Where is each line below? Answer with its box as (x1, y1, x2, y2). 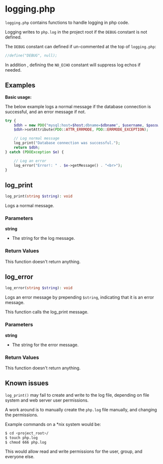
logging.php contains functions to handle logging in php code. (5, 19, 130, 25)
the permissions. (5, 412, 39, 418)
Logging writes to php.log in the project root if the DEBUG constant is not (5, 29, 147, 35)
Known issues (5, 379, 49, 387)
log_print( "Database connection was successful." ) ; (14, 140, 120, 146)
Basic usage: (5, 94, 32, 100)
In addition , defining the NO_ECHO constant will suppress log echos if (5, 62, 141, 68)
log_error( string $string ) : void (5, 286, 73, 290)
